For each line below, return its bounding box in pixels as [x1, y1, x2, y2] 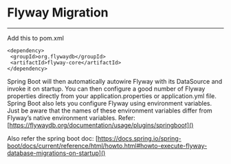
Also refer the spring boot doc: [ [7, 134, 98, 142]
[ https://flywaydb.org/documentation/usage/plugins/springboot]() [7, 121, 194, 129]
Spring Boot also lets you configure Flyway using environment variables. [7, 99, 212, 107]
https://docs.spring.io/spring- [97, 134, 181, 142]
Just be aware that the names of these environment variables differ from [7, 106, 213, 115]
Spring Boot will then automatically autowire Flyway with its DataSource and [7, 77, 223, 85]
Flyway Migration [7, 5, 109, 21]
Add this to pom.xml [7, 34, 64, 42]
